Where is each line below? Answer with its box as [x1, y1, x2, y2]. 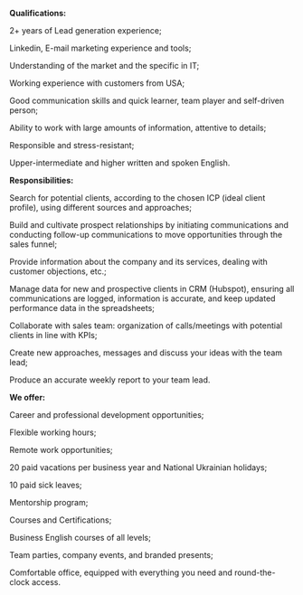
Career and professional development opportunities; [9, 410, 204, 420]
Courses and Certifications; [9, 515, 112, 525]
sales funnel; [9, 239, 57, 250]
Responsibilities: [9, 175, 74, 185]
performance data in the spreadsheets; [9, 303, 156, 313]
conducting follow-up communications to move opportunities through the [9, 230, 283, 240]
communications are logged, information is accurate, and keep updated [9, 293, 276, 304]
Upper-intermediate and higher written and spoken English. [9, 157, 231, 168]
